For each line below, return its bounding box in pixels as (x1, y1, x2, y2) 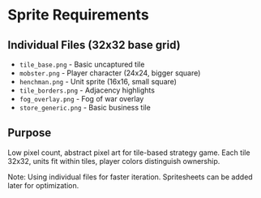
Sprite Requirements (7, 6, 149, 24)
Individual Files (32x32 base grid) (7, 38, 181, 52)
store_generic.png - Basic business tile (19, 103, 151, 112)
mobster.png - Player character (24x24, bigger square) (19, 68, 201, 78)
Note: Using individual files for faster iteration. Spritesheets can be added (7, 172, 253, 182)
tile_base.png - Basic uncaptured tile (19, 59, 145, 69)
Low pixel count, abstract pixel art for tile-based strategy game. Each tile (7, 148, 250, 157)
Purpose (7, 126, 52, 140)
